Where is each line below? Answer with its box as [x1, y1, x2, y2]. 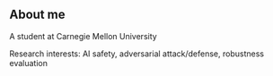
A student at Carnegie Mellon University [9, 30, 157, 41]
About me [9, 7, 66, 22]
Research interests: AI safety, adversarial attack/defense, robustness [9, 48, 265, 59]
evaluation [9, 57, 48, 68]
